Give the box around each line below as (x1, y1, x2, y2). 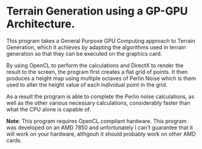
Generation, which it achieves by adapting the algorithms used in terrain (6, 44, 186, 51)
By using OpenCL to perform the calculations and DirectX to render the (6, 62, 184, 69)
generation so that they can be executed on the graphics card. (6, 50, 163, 57)
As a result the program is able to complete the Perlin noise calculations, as (6, 93, 195, 100)
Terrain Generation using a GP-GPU (6, 4, 188, 18)
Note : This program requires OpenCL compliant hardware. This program (6, 117, 187, 125)
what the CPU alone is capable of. (6, 105, 91, 113)
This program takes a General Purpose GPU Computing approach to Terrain (6, 37, 195, 44)
